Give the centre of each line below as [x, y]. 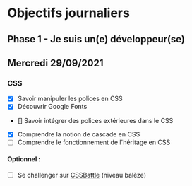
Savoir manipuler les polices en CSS [70, 99]
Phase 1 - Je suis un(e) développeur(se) [96, 39]
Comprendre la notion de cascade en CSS [79, 134]
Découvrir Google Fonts [52, 107]
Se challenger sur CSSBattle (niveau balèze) [82, 175]
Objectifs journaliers [69, 13]
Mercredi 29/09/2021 [55, 63]
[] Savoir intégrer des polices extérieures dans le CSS [95, 121]
